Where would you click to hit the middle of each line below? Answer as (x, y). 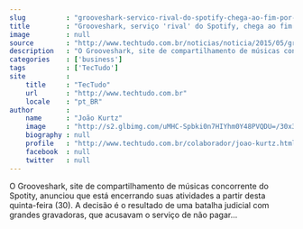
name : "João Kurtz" (74, 118)
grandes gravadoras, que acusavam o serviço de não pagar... (124, 215)
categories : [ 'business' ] (66, 60)
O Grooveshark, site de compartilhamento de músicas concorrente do (139, 186)
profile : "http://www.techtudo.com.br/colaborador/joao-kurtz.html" (163, 143)
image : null (50, 34)
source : (40, 43)
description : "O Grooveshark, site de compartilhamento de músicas (145, 51)
